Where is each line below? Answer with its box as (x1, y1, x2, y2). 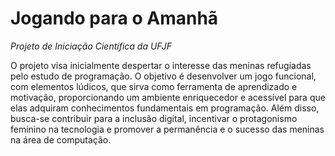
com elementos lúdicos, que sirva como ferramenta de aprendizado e (10, 80, 298, 92)
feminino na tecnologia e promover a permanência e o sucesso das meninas (10, 123, 325, 135)
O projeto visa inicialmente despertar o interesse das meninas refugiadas (10, 59, 312, 71)
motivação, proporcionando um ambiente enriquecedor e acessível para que (10, 91, 326, 103)
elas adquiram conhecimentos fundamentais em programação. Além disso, (10, 102, 320, 114)
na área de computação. (10, 133, 112, 146)
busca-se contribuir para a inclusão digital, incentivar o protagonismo (10, 112, 298, 124)
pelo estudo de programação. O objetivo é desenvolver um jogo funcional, (10, 70, 317, 82)
